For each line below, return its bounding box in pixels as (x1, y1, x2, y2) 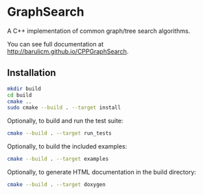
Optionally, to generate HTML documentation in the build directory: (7, 168, 197, 176)
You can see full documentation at (7, 40, 104, 48)
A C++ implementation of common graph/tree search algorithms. (7, 27, 191, 35)
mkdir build (7, 85, 41, 92)
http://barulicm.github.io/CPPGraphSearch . (7, 47, 129, 55)
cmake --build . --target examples (7, 155, 109, 163)
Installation (7, 67, 56, 79)
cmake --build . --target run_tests (7, 130, 112, 137)
